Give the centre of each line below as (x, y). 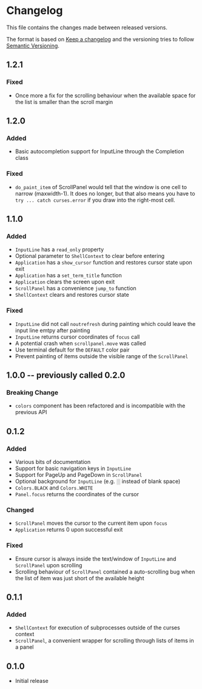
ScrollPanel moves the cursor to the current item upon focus (91, 523)
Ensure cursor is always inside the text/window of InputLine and (96, 559)
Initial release (32, 681)
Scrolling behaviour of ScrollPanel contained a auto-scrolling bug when (105, 572)
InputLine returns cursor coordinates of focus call (77, 337)
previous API (31, 412)
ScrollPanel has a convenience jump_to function (76, 288)
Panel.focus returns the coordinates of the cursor (77, 494)
